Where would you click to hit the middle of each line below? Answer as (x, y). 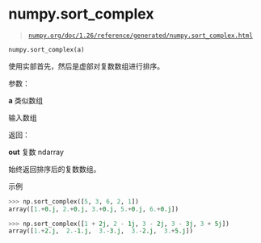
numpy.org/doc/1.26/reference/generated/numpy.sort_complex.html (140, 36)
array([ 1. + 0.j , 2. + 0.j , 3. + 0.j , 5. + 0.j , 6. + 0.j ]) (94, 209)
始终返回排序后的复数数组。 (55, 169)
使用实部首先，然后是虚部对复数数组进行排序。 (86, 66)
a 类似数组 (26, 100)
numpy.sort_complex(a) (46, 49)
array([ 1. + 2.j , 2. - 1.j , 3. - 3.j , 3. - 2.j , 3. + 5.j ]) (101, 231)
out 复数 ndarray (36, 152)
